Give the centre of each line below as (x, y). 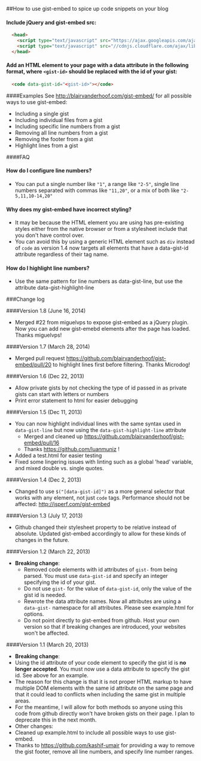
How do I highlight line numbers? (48, 268)
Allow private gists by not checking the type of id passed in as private (101, 388)
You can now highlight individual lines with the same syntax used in (98, 424)
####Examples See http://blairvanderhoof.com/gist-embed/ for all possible (99, 96)
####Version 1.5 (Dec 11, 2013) (44, 412)
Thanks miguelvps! (38, 335)
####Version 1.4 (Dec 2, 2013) (44, 480)
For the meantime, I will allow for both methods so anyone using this (99, 707)
